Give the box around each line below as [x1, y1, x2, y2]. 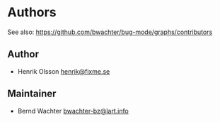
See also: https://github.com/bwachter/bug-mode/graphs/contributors [7, 28, 213, 36]
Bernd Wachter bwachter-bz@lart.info [17, 106, 129, 115]
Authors [7, 4, 57, 21]
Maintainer [7, 88, 57, 100]
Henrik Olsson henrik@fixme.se [17, 67, 110, 75]
